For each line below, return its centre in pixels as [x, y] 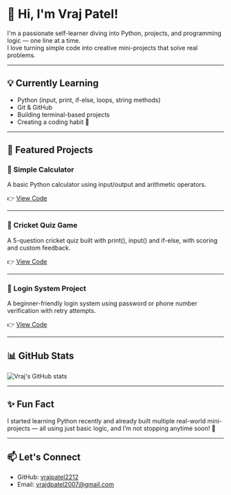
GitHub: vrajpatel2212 [48, 477]
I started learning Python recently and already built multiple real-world [107, 421]
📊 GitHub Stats [41, 356]
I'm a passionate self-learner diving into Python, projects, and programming [114, 33]
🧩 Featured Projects [50, 150]
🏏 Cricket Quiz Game [42, 225]
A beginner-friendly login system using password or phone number [102, 303]
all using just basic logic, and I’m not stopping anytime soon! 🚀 [128, 428]
